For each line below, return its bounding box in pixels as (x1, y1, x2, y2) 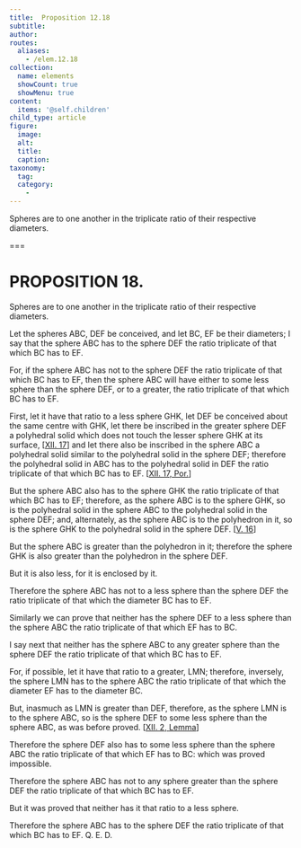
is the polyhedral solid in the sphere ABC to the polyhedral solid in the (9, 504, 268, 515)
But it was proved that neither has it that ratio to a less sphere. (9, 802, 240, 813)
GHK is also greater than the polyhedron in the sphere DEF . (9, 550, 228, 561)
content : (9, 96, 42, 106)
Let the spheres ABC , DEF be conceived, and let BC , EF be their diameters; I (9, 328, 290, 339)
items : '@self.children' (17, 105, 111, 114)
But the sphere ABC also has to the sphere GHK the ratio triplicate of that (9, 485, 279, 496)
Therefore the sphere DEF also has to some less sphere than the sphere (9, 738, 276, 750)
